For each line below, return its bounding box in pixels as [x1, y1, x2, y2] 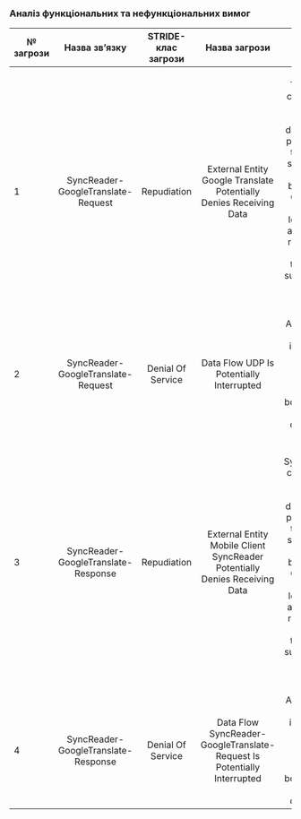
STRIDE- [147, 30, 186, 43]
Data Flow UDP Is [201, 357, 275, 369]
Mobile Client [210, 539, 266, 552]
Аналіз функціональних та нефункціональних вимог [9, 7, 251, 20]
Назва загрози [205, 41, 271, 54]
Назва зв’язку [64, 41, 127, 54]
